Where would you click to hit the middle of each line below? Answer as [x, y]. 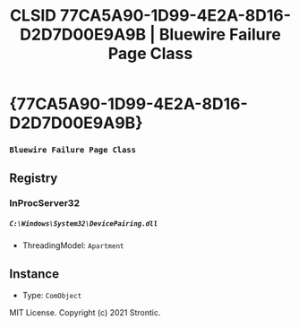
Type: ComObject [52, 296]
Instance [34, 274]
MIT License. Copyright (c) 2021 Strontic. [85, 313]
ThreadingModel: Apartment [73, 245]
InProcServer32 [45, 203]
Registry [34, 178]
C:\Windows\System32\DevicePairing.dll [84, 224]
